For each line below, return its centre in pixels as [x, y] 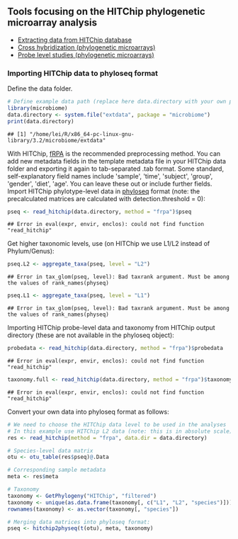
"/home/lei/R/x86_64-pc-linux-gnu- [82, 134]
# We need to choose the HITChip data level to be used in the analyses [117, 424]
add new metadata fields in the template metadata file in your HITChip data [117, 161]
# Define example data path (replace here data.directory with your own [117, 102]
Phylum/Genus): [31, 251]
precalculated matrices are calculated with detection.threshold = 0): [106, 198]
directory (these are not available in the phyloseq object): [91, 335]
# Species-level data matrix [50, 450]
